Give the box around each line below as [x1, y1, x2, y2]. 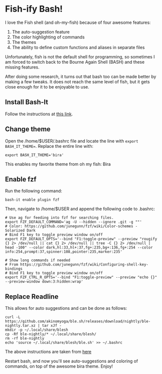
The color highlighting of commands [12, 34, 85, 40]
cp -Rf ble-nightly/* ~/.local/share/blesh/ [5, 332, 97, 337]
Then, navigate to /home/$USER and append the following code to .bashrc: [5, 206, 155, 212]
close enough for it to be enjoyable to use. [5, 84, 90, 89]
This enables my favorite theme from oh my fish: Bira [5, 161, 111, 167]
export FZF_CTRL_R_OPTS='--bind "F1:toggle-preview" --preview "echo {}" [5, 275, 158, 280]
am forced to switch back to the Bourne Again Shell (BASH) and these [5, 59, 145, 65]
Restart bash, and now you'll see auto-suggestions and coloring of [5, 358, 138, 364]
